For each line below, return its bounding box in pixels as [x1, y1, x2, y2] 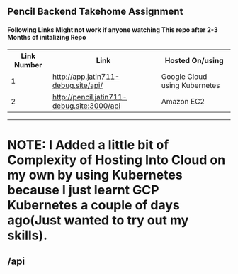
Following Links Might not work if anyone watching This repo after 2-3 [7, 25, 218, 34]
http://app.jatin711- [52, 71, 120, 81]
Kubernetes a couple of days [7, 197, 181, 213]
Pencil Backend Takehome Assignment [7, 6, 183, 18]
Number [13, 60, 42, 70]
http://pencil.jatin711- [52, 92, 127, 102]
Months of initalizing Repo [7, 33, 86, 41]
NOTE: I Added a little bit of [7, 136, 169, 153]
